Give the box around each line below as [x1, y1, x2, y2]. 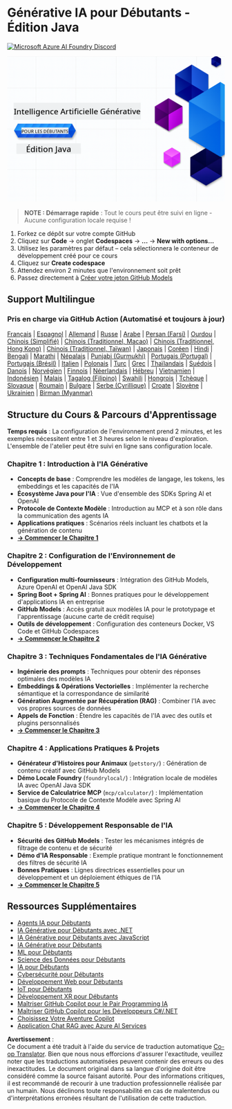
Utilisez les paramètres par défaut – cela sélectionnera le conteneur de [17, 244, 219, 252]
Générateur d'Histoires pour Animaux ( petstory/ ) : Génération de [17, 759, 207, 768]
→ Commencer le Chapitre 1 [17, 534, 99, 542]
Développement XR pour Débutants [17, 992, 119, 1001]
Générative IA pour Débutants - [7, 5, 191, 21]
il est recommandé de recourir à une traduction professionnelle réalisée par [7, 1079, 222, 1088]
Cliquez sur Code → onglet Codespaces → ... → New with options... [17, 237, 215, 245]
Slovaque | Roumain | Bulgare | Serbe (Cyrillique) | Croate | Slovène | [7, 381, 203, 390]
